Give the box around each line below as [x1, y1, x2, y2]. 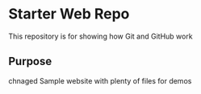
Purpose [8, 55, 52, 68]
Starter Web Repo [8, 5, 130, 23]
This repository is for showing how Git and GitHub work [8, 31, 193, 41]
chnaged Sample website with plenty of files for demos [8, 76, 192, 85]
